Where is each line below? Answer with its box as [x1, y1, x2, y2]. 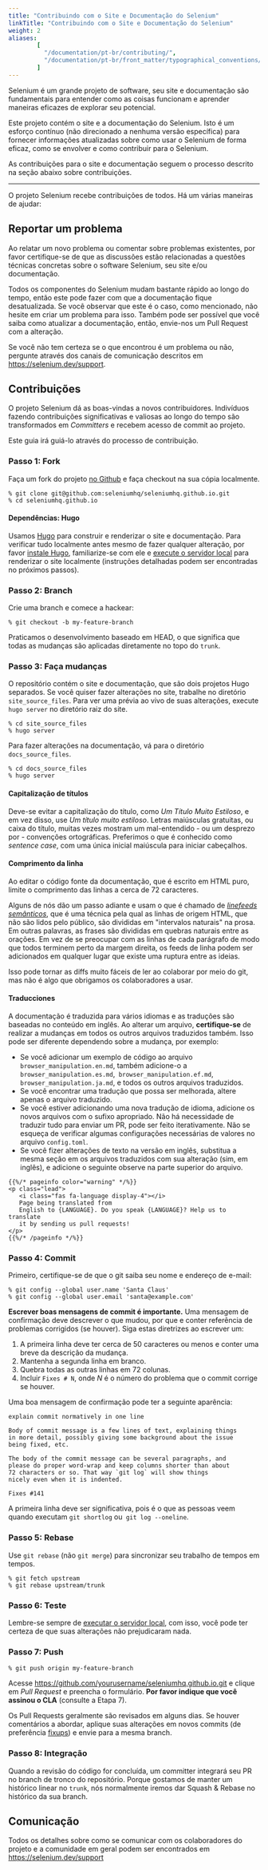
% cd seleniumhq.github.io [8, 496, 98, 504]
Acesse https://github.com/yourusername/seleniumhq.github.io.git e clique [8, 1678, 255, 1688]
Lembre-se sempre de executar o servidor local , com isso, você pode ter [8, 1618, 249, 1627]
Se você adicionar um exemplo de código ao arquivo [19, 1052, 193, 1062]
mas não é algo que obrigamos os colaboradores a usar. [8, 975, 194, 985]
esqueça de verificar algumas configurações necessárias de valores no [19, 1129, 255, 1138]
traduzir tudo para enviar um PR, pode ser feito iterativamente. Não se [19, 1120, 250, 1130]
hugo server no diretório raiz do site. [8, 705, 128, 714]
